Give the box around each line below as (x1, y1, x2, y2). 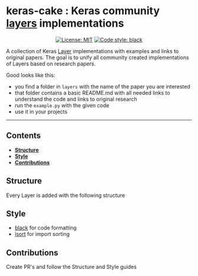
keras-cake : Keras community (6, 4, 160, 18)
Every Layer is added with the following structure (6, 192, 126, 199)
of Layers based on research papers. (6, 60, 96, 67)
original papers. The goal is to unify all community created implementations (6, 54, 190, 61)
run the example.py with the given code (14, 101, 110, 109)
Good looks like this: (6, 71, 55, 78)
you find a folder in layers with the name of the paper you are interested (14, 83, 190, 90)
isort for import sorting (14, 231, 70, 238)
